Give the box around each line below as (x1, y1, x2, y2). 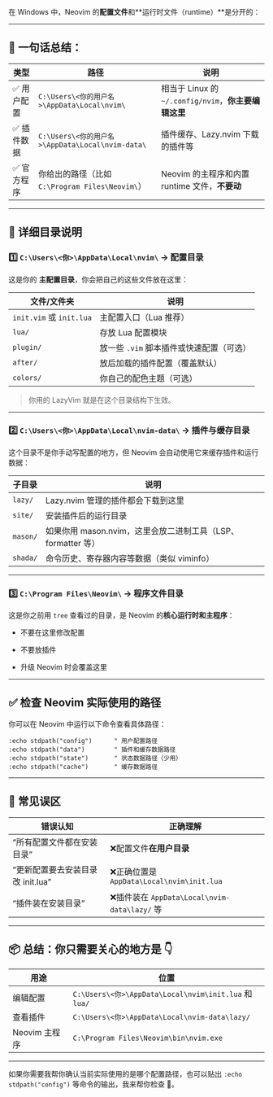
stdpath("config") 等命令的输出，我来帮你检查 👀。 (8, 1079, 179, 1089)
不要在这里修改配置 (19, 627, 85, 637)
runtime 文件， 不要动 (161, 180, 242, 191)
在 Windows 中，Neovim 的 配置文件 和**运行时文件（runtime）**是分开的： (8, 7, 261, 16)
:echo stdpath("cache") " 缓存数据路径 (8, 763, 158, 771)
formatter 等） (45, 537, 100, 548)
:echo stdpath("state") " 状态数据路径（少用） (8, 754, 182, 763)
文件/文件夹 (29, 295, 75, 307)
